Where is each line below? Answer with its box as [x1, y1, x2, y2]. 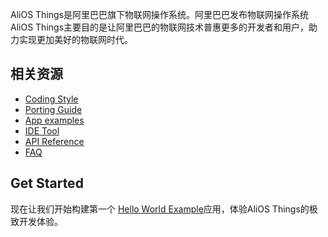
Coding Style [24, 93, 79, 105]
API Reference [24, 135, 85, 147]
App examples [24, 114, 85, 126]
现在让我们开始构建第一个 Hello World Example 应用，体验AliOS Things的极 [10, 203, 318, 215]
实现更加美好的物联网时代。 [18, 34, 133, 45]
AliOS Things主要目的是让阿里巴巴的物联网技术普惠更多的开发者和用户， [10, 21, 310, 33]
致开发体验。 [10, 215, 63, 227]
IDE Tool [24, 124, 60, 137]
